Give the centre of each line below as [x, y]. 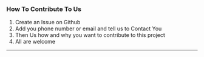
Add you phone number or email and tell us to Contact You [88, 29]
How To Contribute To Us [44, 9]
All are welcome [35, 42]
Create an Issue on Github [48, 22]
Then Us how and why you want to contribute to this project [90, 35]
